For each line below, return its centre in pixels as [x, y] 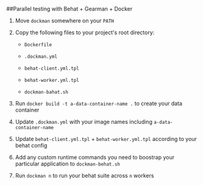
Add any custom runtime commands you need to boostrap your [95, 157]
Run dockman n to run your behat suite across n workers [84, 176]
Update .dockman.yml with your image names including [84, 122]
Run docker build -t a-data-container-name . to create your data [99, 103]
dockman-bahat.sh [46, 92]
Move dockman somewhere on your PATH [65, 20]
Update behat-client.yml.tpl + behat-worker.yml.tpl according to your [106, 139]
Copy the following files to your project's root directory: [85, 32]
